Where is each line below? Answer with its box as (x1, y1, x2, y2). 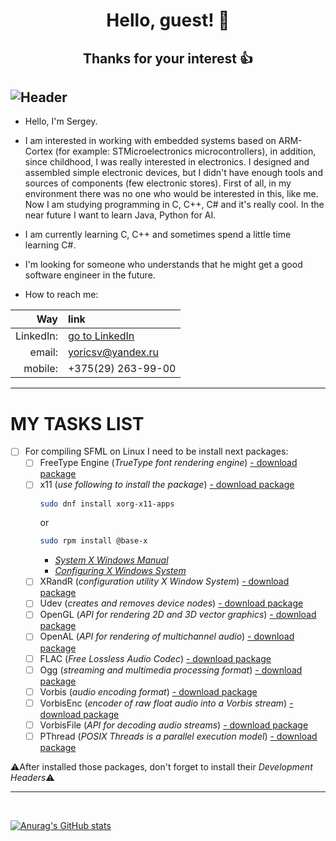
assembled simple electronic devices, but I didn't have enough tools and (24, 167, 323, 179)
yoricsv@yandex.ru (67, 345, 159, 359)
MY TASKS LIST (10, 412, 145, 435)
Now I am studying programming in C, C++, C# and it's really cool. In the (24, 199, 325, 211)
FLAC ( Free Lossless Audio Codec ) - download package (39, 652, 272, 664)
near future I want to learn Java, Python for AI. (24, 209, 217, 221)
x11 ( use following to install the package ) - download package (39, 479, 295, 491)
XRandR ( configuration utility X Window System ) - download (39, 575, 290, 588)
